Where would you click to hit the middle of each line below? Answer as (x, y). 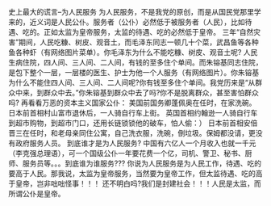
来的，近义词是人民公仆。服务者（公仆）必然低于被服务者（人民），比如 (127, 22)
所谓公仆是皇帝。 (37, 193)
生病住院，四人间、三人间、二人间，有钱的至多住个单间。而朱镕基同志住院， (135, 62)
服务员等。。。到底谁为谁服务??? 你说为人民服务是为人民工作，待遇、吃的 (142, 163)
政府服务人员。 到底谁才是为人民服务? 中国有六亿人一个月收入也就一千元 (135, 143)
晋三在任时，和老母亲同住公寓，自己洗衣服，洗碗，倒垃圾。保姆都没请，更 (132, 133)
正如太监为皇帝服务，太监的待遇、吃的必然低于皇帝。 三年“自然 (148, 32)
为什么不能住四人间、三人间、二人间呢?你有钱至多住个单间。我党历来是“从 (132, 82)
